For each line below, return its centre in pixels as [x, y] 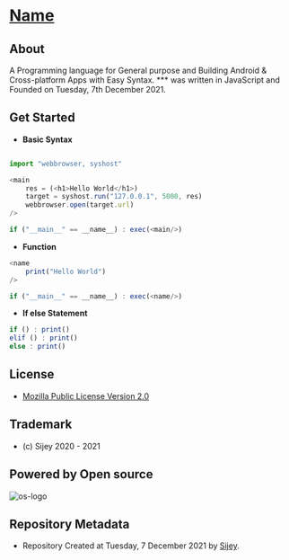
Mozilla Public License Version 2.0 [86, 396]
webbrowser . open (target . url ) [80, 205]
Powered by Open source [81, 474]
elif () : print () [44, 338]
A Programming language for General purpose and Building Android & [138, 70]
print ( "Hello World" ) [66, 271]
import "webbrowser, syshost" [66, 164]
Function [39, 246]
